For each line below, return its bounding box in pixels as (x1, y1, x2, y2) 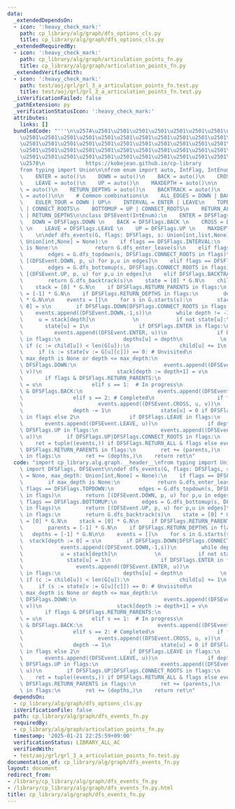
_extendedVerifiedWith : (13, 69, 83, 76)
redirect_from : (7, 771, 52, 779)
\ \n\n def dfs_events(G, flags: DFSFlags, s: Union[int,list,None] (20, 232, 230, 239)
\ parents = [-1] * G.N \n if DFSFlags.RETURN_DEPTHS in (20, 524, 218, 531)
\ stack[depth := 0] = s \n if (20, 537, 133, 544)
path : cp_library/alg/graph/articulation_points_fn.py (20, 56, 183, 63)
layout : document (7, 765, 58, 772)
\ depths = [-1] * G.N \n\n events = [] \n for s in (20, 530, 196, 537)
